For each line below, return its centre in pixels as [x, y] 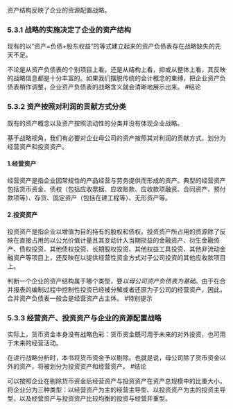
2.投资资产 [23, 215]
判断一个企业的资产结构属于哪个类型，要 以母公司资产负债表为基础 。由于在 [113, 281]
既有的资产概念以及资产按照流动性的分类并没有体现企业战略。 [95, 123]
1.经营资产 [22, 164]
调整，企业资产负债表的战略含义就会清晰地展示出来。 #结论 [116, 87]
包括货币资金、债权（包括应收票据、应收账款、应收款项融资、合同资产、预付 [116, 189]
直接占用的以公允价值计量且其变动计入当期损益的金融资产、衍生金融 [116, 240]
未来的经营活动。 [37, 343]
